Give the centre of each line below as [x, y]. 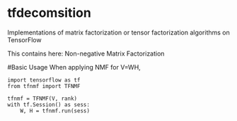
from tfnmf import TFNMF [44, 86]
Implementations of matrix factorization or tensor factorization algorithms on [118, 32]
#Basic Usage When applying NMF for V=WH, [74, 67]
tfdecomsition [50, 13]
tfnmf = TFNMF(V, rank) [42, 98]
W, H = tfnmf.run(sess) [55, 110]
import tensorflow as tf [44, 80]
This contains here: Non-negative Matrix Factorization [86, 53]
